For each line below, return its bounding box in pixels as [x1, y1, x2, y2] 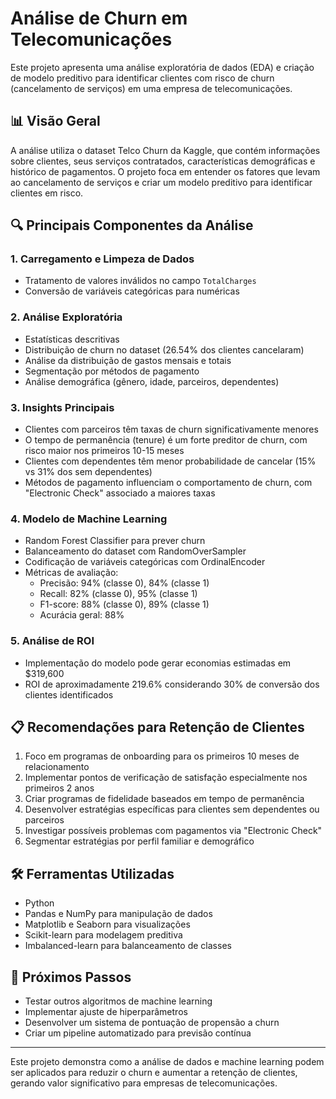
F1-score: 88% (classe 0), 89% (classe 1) [39, 598, 210, 611]
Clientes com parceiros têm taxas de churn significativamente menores [24, 423, 319, 436]
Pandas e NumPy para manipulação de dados [24, 908, 213, 920]
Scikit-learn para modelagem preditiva [24, 929, 183, 941]
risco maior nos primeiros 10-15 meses [24, 445, 185, 457]
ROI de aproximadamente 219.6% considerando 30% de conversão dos [24, 678, 320, 690]
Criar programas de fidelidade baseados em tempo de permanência [24, 793, 305, 805]
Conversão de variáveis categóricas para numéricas [24, 285, 240, 297]
